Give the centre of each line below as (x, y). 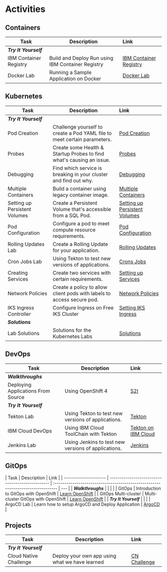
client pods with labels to (82, 293)
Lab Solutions (24, 333)
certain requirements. (78, 279)
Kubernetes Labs (73, 336)
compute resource (74, 229)
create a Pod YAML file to (82, 133)
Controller (19, 314)
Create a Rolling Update (80, 244)
